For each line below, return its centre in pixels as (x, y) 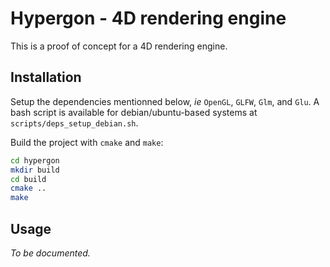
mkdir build (35, 170)
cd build (28, 179)
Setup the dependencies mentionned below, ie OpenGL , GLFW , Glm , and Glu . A (165, 101)
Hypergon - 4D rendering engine (148, 18)
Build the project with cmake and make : (87, 142)
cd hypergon (35, 160)
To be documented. (50, 253)
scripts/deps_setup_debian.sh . (74, 123)
